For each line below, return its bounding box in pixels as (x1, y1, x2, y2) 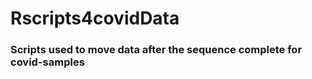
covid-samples (10, 55, 85, 69)
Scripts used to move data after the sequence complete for (10, 43, 303, 57)
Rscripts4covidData (10, 7, 180, 30)
